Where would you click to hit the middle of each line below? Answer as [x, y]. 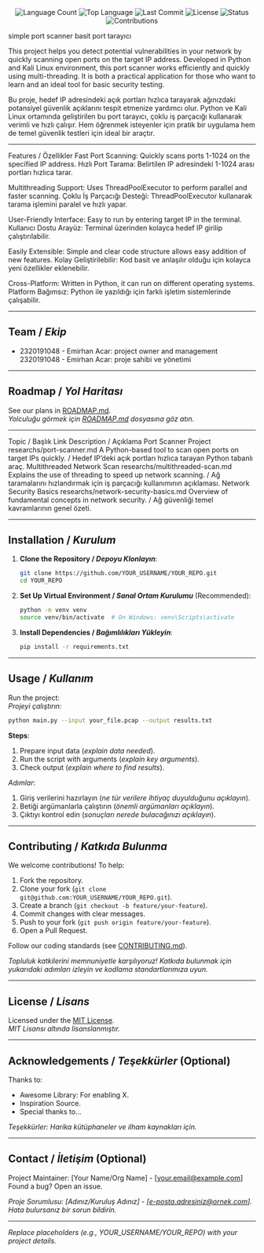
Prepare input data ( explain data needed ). [87, 750]
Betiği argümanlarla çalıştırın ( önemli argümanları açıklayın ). [117, 806]
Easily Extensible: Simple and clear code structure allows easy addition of [127, 251]
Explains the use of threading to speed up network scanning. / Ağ [114, 474]
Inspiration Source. [50, 1103]
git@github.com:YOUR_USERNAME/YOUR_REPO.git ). [96, 897]
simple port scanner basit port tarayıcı [70, 36]
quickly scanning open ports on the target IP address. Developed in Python [130, 59]
